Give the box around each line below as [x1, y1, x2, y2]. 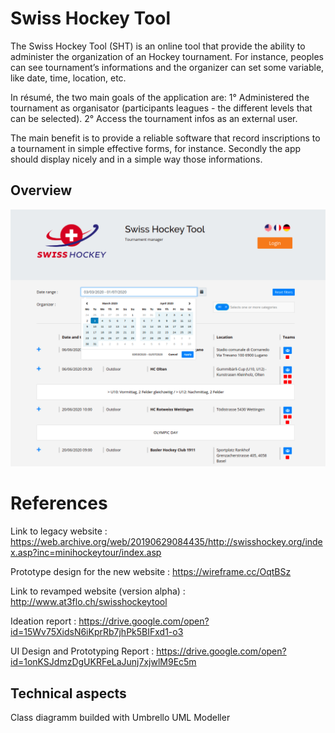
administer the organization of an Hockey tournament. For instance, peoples [10, 50, 324, 62]
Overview [10, 182, 73, 199]
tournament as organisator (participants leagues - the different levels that [10, 102, 313, 114]
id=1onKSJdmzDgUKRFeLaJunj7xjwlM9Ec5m [10, 656, 197, 668]
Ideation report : [10, 615, 77, 627]
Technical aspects [10, 685, 127, 702]
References [10, 492, 108, 515]
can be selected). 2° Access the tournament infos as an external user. [10, 112, 298, 124]
